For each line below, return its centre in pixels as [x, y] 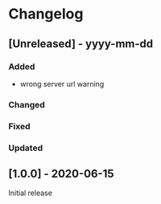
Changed [27, 104]
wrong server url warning [62, 84]
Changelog [46, 14]
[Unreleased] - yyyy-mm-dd [81, 44]
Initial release [30, 193]
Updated [25, 148]
